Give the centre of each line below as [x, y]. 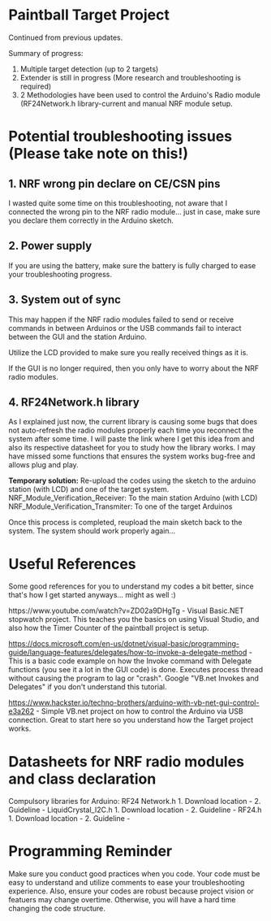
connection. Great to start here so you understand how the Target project [131, 720]
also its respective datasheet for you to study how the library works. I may [132, 448]
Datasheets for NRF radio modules [127, 761]
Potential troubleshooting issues [120, 137]
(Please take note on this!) [99, 154]
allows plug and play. [43, 465]
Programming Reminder [90, 851]
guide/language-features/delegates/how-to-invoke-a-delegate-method [128, 653]
